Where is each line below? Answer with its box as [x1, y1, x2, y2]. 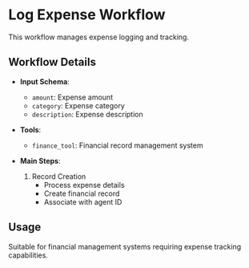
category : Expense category [31, 100, 126, 110]
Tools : [19, 124, 42, 134]
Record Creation [31, 171, 86, 181]
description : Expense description [31, 109, 143, 119]
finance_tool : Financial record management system [31, 140, 203, 150]
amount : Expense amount [31, 92, 114, 102]
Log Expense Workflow [8, 6, 166, 24]
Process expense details [43, 180, 126, 189]
